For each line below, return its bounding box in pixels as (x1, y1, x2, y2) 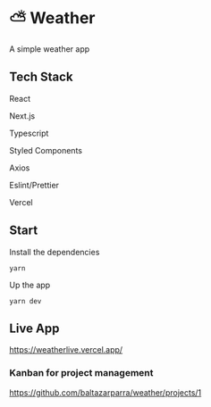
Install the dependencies (9, 246, 100, 257)
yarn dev (9, 296, 42, 305)
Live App (9, 320, 60, 336)
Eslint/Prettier (9, 179, 60, 190)
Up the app (9, 279, 51, 290)
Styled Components (9, 145, 83, 155)
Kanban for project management (9, 367, 154, 379)
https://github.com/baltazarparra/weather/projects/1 (9, 386, 202, 398)
